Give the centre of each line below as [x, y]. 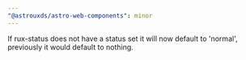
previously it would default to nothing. [71, 47]
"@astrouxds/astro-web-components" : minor [80, 16]
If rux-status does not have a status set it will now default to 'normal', [123, 38]
